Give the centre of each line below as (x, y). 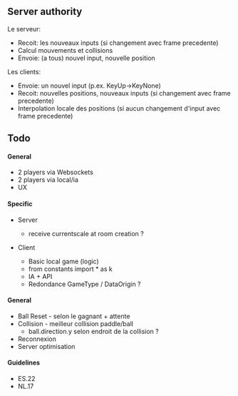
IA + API (40, 276)
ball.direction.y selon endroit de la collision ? (93, 331)
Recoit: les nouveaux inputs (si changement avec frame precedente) (118, 43)
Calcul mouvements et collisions (65, 50)
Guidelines (24, 362)
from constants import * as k (70, 269)
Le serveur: (24, 29)
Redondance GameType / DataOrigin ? (84, 284)
